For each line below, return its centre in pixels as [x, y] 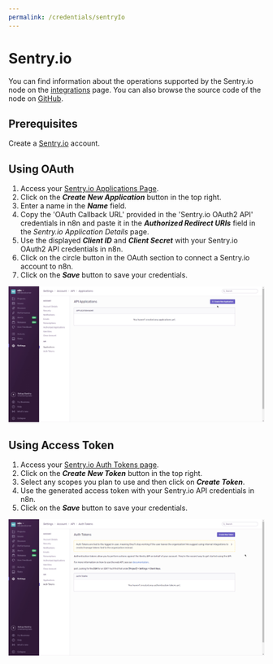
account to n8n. [47, 266]
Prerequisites [43, 123]
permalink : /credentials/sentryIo [67, 17]
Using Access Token [61, 445]
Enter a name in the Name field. [74, 206]
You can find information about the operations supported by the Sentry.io [131, 81]
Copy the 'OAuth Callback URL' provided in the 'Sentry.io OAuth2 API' [136, 215]
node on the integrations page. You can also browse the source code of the [135, 90]
